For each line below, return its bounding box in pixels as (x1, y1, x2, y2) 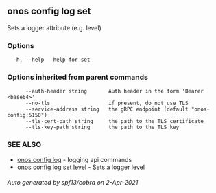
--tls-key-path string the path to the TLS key (25, 124, 180, 131)
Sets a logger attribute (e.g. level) (7, 23, 101, 32)
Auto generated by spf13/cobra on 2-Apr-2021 (7, 179, 139, 187)
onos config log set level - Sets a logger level (16, 163, 145, 171)
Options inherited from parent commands (7, 72, 149, 82)
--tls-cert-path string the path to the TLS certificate (25, 118, 204, 125)
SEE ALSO (7, 140, 42, 150)
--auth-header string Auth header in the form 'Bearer (25, 88, 204, 95)
